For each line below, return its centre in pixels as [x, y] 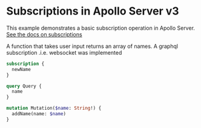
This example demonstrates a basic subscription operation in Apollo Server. [101, 28]
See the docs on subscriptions [44, 34]
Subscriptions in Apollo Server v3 [93, 11]
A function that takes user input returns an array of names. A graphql [92, 46]
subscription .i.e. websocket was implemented [64, 52]
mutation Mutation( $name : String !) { [54, 108]
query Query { [24, 86]
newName [21, 69]
